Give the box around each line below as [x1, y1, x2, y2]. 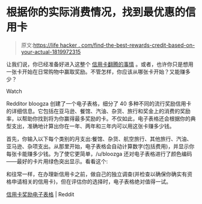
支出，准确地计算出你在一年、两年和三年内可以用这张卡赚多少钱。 [11, 122, 175, 130]
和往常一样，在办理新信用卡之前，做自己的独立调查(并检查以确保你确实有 [6, 170, 188, 178]
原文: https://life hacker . [20, 41, 80, 49]
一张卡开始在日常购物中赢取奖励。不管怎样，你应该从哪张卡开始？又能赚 [6, 68, 185, 75]
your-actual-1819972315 [20, 48, 81, 55]
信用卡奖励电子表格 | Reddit [6, 190, 75, 198]
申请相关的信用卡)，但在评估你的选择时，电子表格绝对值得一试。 [11, 178, 172, 185]
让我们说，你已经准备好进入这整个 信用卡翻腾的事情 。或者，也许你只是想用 [6, 61, 194, 68]
